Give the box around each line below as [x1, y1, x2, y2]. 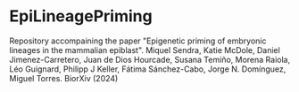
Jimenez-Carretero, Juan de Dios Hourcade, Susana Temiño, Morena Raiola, [9, 54, 291, 65]
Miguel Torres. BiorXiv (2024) [9, 73, 119, 83]
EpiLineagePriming [9, 6, 154, 27]
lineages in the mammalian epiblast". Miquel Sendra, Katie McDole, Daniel [9, 44, 281, 55]
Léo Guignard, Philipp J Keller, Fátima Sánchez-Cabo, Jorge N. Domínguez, [9, 64, 287, 74]
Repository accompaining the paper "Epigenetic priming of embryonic [9, 35, 267, 46]
